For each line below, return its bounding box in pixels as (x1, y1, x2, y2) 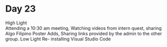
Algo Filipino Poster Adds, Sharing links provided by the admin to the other (5, 30, 162, 36)
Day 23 (5, 3, 36, 15)
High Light (5, 20, 27, 26)
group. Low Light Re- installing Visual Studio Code (5, 36, 111, 42)
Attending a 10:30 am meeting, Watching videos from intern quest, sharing (5, 25, 162, 31)
